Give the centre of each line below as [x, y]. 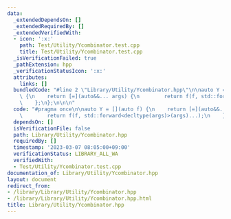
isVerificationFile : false [52, 128]
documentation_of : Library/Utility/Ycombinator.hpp [82, 173]
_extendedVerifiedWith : [47, 33]
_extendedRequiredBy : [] [49, 26]
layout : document [32, 179]
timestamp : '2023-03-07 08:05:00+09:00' [72, 148]
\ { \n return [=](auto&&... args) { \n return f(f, [109, 97]
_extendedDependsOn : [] [47, 20]
